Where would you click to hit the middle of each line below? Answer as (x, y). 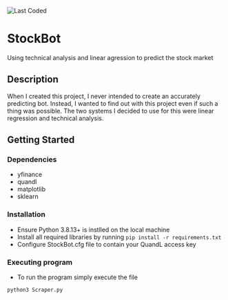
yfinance (30, 175)
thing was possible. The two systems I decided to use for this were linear (111, 111)
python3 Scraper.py (35, 290)
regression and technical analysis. (55, 118)
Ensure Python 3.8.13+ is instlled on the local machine (93, 229)
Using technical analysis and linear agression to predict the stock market (110, 57)
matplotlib (31, 189)
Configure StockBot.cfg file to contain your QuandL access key (106, 244)
